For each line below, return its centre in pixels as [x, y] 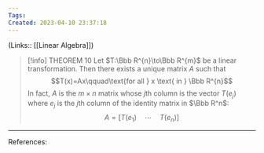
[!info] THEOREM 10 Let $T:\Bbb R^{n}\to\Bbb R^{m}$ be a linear [132, 60]
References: [27, 141]
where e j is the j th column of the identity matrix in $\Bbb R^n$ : [128, 104]
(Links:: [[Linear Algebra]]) [51, 45]
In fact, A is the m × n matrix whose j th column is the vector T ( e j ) [132, 94]
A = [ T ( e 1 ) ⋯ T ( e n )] [141, 118]
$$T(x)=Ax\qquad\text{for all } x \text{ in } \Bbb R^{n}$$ [142, 81]
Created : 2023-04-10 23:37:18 [58, 23]
